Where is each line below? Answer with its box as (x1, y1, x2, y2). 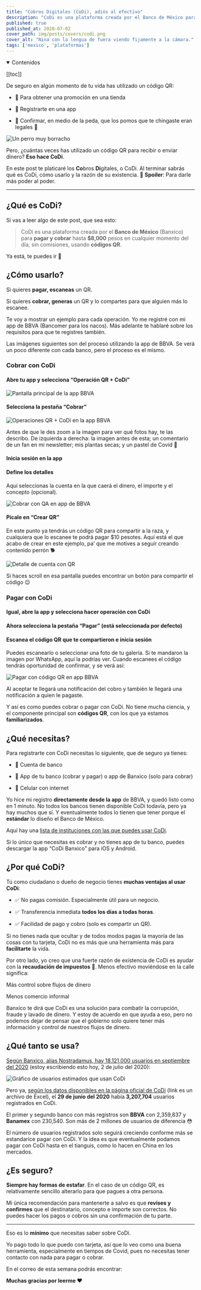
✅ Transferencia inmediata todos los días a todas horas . (14, 908, 155, 915)
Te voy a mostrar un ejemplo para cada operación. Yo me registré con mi (6, 315, 186, 323)
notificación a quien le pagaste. (6, 692, 84, 699)
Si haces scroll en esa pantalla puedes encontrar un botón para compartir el (6, 572, 193, 579)
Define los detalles (6, 469, 54, 476)
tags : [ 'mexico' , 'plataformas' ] (6, 43, 90, 49)
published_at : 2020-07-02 (6, 25, 71, 32)
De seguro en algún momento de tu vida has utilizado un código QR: (6, 82, 175, 89)
